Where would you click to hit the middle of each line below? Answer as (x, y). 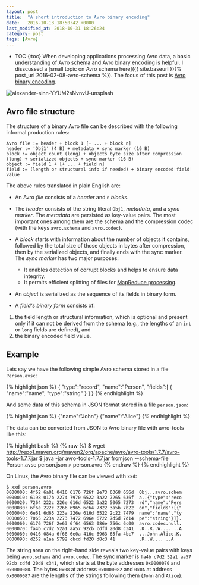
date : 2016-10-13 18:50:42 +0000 (50, 23)
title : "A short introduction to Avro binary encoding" (78, 17)
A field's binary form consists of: (55, 305)
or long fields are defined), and (53, 329)
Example (23, 355)
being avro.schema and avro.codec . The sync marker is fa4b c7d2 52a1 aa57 (99, 556)
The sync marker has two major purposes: (67, 258)
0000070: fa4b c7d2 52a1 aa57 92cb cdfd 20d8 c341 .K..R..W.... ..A (94, 528)
